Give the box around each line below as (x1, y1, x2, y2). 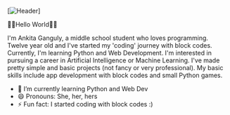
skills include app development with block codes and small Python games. (7, 71, 223, 79)
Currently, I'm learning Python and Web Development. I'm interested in (7, 49, 212, 57)
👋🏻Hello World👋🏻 (7, 20, 58, 28)
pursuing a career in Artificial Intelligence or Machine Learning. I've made (7, 56, 220, 65)
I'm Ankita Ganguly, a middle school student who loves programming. (7, 34, 209, 42)
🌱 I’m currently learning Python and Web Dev (17, 85, 148, 93)
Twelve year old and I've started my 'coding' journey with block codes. (7, 41, 212, 49)
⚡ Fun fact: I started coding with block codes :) (17, 100, 153, 108)
